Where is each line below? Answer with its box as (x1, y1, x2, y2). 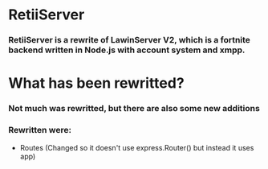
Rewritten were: (8, 125, 72, 136)
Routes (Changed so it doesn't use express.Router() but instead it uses (19, 142, 254, 152)
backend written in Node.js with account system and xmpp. (8, 44, 246, 56)
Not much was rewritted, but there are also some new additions (8, 103, 261, 114)
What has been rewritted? (8, 74, 185, 93)
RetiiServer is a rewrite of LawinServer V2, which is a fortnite (8, 35, 251, 46)
